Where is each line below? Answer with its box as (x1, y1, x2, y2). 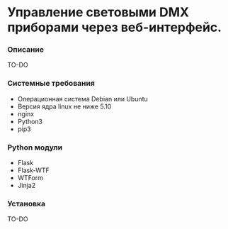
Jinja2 (17, 181, 36, 190)
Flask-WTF (17, 166, 50, 174)
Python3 (17, 117, 42, 125)
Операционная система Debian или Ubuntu (17, 94, 149, 103)
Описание (7, 45, 45, 55)
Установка (7, 199, 46, 208)
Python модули (7, 143, 62, 152)
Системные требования (7, 79, 96, 89)
